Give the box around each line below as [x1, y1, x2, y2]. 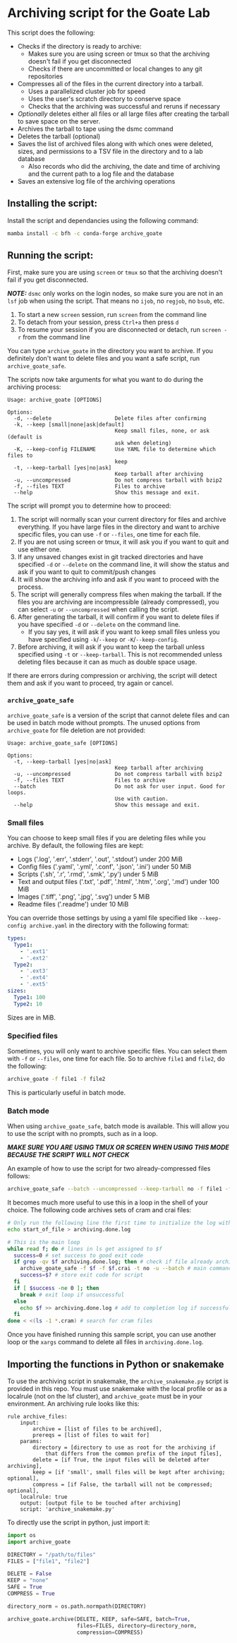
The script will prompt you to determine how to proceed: [7, 501, 171, 510]
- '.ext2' [20, 955, 49, 962]
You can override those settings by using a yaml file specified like [7, 914, 198, 922]
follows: [7, 1172, 30, 1181]
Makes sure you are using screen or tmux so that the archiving [28, 49, 210, 58]
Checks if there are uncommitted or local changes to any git [28, 64, 202, 73]
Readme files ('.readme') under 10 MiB [17, 900, 129, 909]
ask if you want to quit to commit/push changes [17, 568, 157, 576]
